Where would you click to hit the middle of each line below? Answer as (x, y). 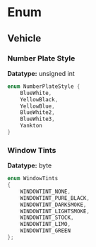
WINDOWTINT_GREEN (46, 231)
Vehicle (24, 38)
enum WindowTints (33, 179)
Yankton (31, 126)
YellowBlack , (39, 99)
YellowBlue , (37, 106)
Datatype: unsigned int (41, 73)
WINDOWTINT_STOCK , (47, 218)
